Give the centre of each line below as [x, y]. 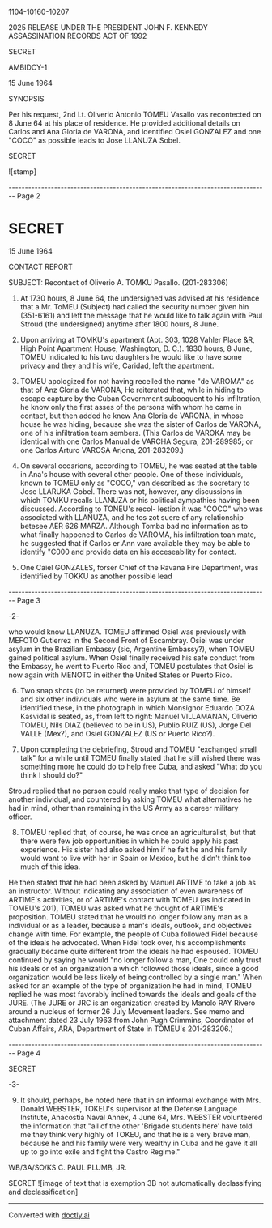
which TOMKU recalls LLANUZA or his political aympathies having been [140, 500]
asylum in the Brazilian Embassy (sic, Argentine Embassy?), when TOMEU [132, 649]
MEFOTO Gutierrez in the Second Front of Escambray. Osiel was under [126, 640]
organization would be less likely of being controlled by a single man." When [136, 977]
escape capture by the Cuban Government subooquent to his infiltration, [141, 398]
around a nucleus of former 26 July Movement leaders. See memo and [126, 1011]
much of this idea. [50, 867]
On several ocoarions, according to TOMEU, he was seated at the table [138, 466]
